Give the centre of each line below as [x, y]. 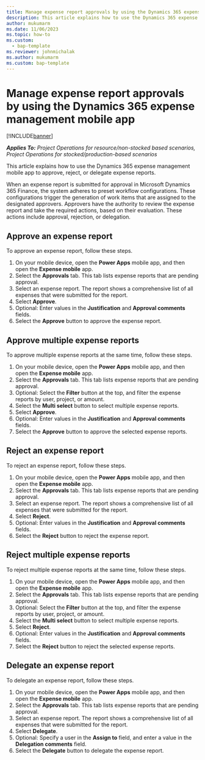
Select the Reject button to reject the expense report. [82, 535]
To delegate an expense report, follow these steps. [70, 680]
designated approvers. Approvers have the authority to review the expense [100, 204]
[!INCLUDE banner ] [30, 136]
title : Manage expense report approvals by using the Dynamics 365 [94, 12]
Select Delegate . [36, 731]
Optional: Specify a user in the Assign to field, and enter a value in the [103, 737]
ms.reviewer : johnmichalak [41, 52]
